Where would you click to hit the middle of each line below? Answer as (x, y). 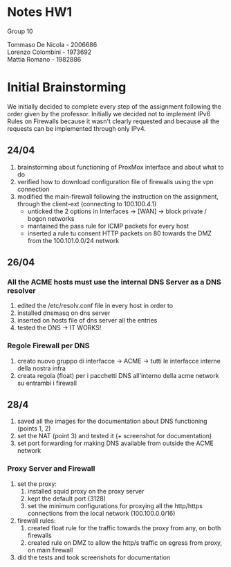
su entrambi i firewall (47, 383)
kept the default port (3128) (66, 498)
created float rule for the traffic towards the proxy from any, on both (124, 528)
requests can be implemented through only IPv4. (77, 128)
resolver (21, 290)
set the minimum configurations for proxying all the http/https (115, 505)
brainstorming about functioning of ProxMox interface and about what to (120, 167)
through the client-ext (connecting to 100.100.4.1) (87, 204)
